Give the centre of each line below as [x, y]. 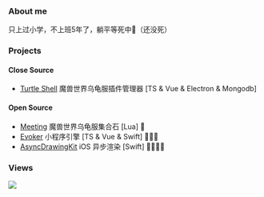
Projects [25, 51]
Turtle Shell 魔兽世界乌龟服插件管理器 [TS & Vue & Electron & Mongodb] [138, 89]
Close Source [31, 70]
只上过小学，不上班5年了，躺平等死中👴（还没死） [90, 30]
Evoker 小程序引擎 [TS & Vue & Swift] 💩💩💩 [89, 136]
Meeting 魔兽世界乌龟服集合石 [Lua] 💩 [82, 127]
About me [28, 11]
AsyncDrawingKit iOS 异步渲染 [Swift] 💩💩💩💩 [92, 147]
